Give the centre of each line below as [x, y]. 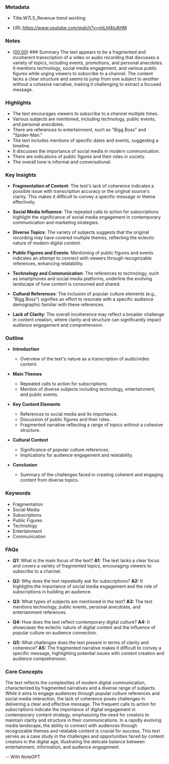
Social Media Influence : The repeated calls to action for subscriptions [86, 212]
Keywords [18, 493]
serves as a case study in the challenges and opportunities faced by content [85, 736]
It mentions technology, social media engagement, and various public [85, 68]
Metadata [17, 7]
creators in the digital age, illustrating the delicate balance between [75, 742]
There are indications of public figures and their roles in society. [79, 156]
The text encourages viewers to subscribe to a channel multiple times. [86, 113]
